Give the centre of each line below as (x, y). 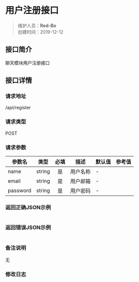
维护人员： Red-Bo (37, 25)
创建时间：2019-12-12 (40, 32)
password (20, 191)
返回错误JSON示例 (28, 227)
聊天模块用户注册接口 (27, 63)
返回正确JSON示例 (28, 207)
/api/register (18, 108)
